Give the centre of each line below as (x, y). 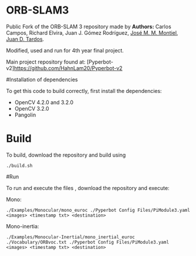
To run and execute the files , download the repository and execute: (88, 188)
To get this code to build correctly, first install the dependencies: (84, 91)
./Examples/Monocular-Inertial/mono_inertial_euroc (70, 237)
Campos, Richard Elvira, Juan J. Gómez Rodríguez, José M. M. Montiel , (92, 32)
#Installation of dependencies (42, 79)
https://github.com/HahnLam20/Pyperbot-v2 (68, 68)
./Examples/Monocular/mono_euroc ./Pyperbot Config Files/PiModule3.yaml (98, 210)
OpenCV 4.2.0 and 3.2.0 (44, 102)
